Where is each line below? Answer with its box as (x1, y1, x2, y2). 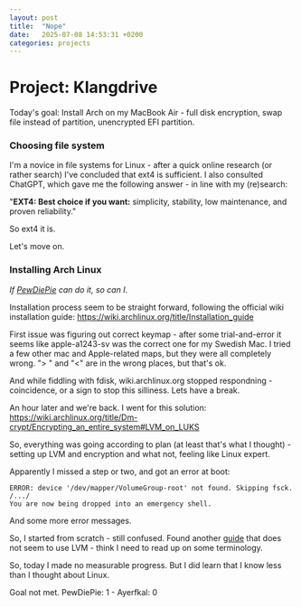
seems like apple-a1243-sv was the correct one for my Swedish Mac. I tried (9, 338, 291, 349)
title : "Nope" (9, 22, 67, 31)
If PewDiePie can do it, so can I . (9, 284, 128, 294)
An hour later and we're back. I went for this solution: (9, 402, 207, 413)
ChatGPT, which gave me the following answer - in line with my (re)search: (9, 179, 288, 190)
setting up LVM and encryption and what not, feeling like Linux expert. (9, 448, 271, 459)
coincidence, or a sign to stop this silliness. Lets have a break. (9, 385, 240, 396)
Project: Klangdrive (9, 78, 158, 98)
